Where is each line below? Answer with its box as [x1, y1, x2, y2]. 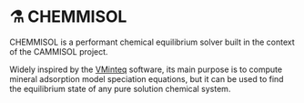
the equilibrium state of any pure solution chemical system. [9, 83, 231, 94]
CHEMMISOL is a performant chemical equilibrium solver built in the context [9, 36, 295, 47]
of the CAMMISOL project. [9, 46, 108, 57]
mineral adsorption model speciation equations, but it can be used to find [9, 73, 284, 84]
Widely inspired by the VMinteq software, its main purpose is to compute [9, 64, 283, 75]
